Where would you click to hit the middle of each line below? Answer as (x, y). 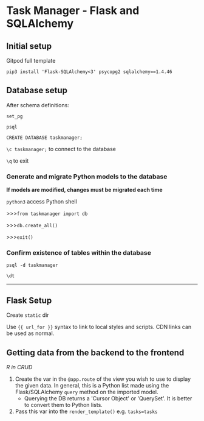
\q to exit (18, 161)
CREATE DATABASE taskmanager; (45, 138)
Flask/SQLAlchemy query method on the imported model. (87, 392)
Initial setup (29, 46)
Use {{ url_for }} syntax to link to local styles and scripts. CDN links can (99, 327)
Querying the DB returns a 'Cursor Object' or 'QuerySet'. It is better (108, 398)
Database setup (37, 90)
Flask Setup (29, 300)
